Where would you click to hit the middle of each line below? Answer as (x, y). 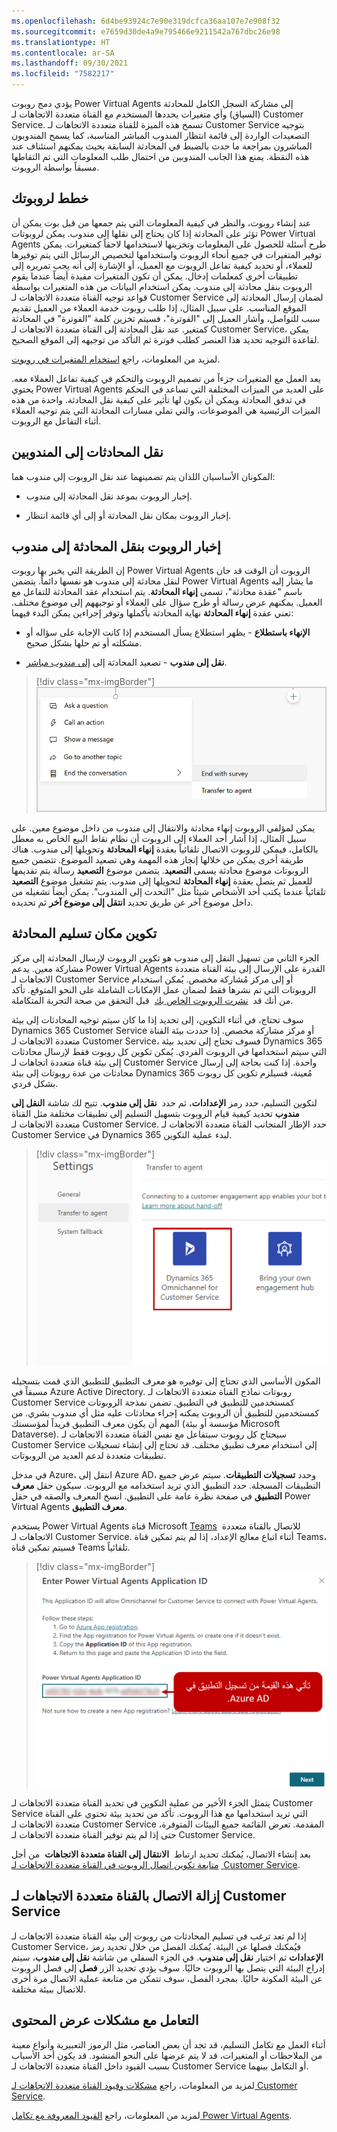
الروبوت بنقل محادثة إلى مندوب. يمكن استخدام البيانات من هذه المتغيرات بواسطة (162, 286)
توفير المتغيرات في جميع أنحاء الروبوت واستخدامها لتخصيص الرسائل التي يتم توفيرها (167, 254)
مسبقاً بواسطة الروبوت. (55, 167)
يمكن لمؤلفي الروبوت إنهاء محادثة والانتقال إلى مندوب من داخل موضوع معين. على (163, 827)
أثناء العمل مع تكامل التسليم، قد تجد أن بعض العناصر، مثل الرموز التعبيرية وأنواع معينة (168, 2044)
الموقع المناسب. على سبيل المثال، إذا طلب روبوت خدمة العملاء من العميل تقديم (159, 307)
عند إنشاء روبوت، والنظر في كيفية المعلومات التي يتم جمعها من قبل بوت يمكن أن (161, 222)
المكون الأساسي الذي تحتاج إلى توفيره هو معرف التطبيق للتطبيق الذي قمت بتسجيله (166, 1381)
